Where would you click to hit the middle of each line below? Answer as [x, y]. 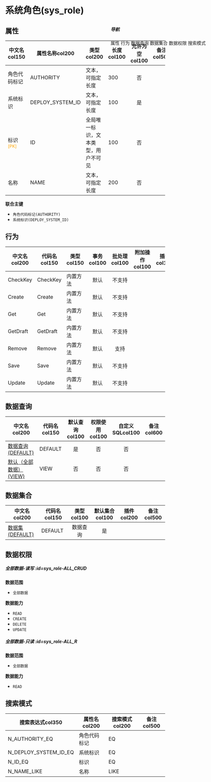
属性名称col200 [55, 53]
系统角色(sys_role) [45, 10]
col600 [154, 432]
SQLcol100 [126, 432]
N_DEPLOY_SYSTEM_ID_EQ [41, 752]
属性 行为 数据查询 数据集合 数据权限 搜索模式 [158, 43]
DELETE [20, 624]
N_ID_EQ [18, 762]
